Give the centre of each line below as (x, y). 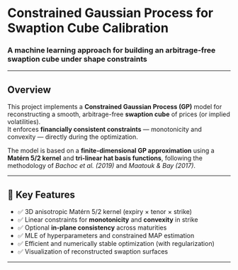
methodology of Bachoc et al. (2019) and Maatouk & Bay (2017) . (102, 166)
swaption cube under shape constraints (77, 60)
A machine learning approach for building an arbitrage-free (112, 50)
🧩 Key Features (41, 195)
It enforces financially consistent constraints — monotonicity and (104, 130)
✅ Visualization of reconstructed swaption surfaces (93, 252)
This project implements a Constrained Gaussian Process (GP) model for (115, 107)
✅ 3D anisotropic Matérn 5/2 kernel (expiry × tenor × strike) (105, 212)
